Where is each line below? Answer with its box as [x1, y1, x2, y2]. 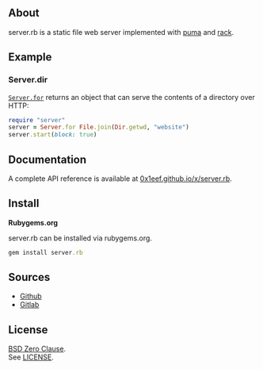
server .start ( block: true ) [8, 131, 97, 139]
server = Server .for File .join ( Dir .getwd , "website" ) [8, 123, 190, 132]
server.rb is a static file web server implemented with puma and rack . [8, 27, 234, 37]
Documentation [8, 152, 87, 166]
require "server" [8, 116, 66, 124]
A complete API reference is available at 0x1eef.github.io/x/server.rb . [8, 174, 232, 183]
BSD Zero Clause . [8, 344, 66, 354]
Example [8, 51, 52, 64]
